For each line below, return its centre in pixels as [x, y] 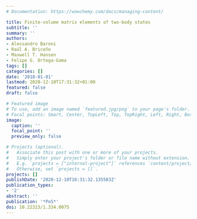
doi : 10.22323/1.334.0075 [38, 207]
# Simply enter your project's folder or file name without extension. [98, 158]
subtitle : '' [22, 28]
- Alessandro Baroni [31, 44]
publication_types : [30, 186]
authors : [17, 39]
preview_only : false [36, 137]
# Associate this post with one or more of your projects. [82, 153]
